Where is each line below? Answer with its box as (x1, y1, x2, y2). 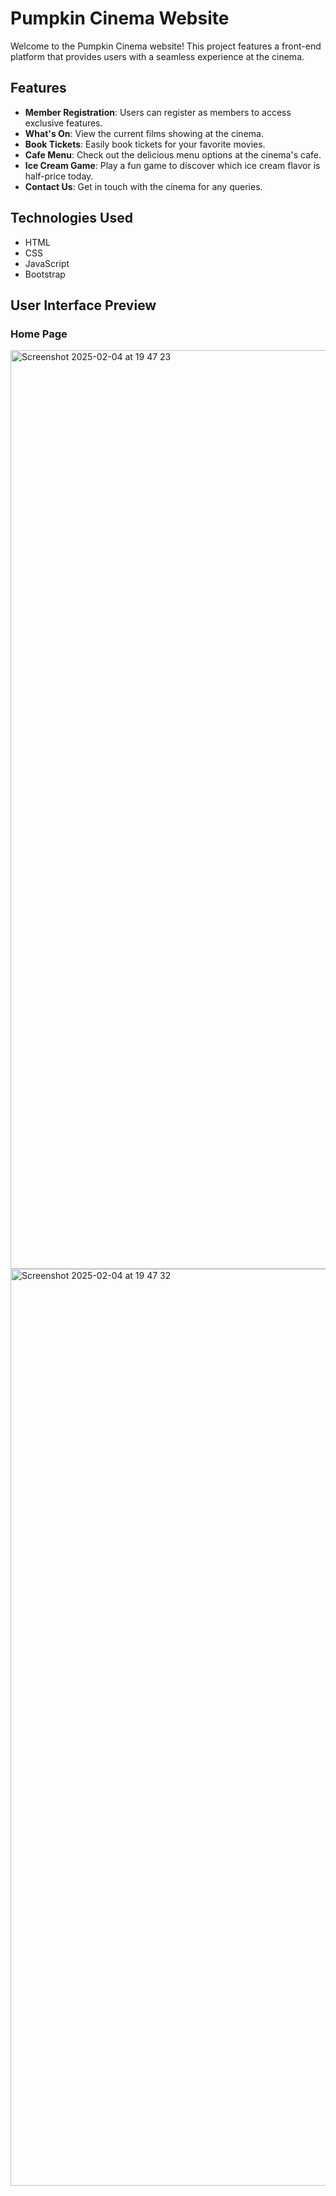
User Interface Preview (10, 297, 157, 314)
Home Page (10, 327, 68, 341)
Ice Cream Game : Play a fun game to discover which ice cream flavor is (24, 159, 321, 171)
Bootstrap (24, 268, 66, 280)
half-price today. (24, 170, 94, 182)
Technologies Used (10, 210, 133, 227)
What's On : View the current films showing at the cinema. (24, 127, 264, 139)
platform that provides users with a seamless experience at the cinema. (10, 50, 305, 62)
